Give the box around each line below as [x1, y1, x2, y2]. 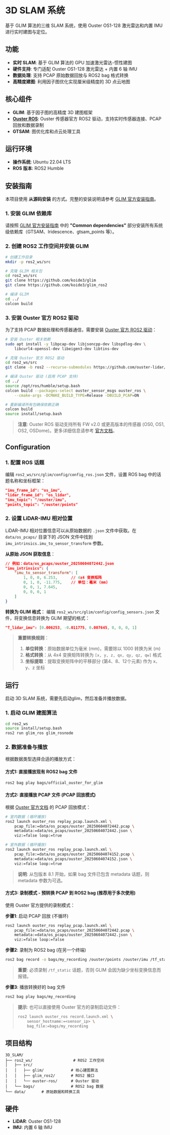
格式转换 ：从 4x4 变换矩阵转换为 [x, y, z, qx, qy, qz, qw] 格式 [25, 652, 162, 658]
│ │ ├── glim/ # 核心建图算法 [5, 1068, 99, 1073]
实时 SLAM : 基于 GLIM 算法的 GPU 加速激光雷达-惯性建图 [12, 59, 133, 65]
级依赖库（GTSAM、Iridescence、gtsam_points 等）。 [5, 229, 117, 235]
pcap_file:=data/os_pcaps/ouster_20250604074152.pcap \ [14, 851, 135, 857]
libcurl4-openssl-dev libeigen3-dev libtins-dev [14, 346, 119, 351]
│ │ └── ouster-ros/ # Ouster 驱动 [5, 1079, 99, 1084]
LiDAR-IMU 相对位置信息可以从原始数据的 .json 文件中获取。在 [5, 527, 137, 533]
